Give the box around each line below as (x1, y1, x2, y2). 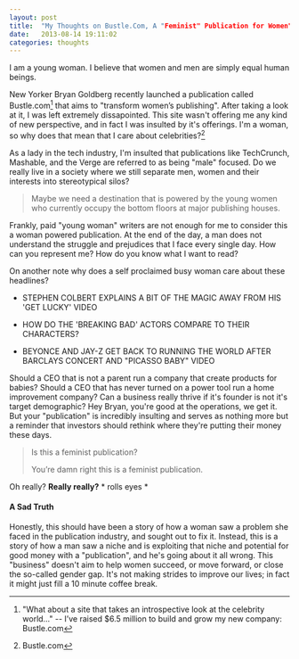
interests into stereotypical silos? (9, 176, 130, 186)
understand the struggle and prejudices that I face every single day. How (9, 238, 277, 250)
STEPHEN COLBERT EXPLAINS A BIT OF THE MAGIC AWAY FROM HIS (21, 292, 282, 303)
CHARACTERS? (21, 328, 80, 339)
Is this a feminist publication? (30, 447, 138, 457)
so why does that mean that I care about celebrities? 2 (9, 128, 206, 141)
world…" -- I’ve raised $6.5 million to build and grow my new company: (21, 613, 283, 624)
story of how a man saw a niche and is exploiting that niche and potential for (9, 540, 289, 551)
